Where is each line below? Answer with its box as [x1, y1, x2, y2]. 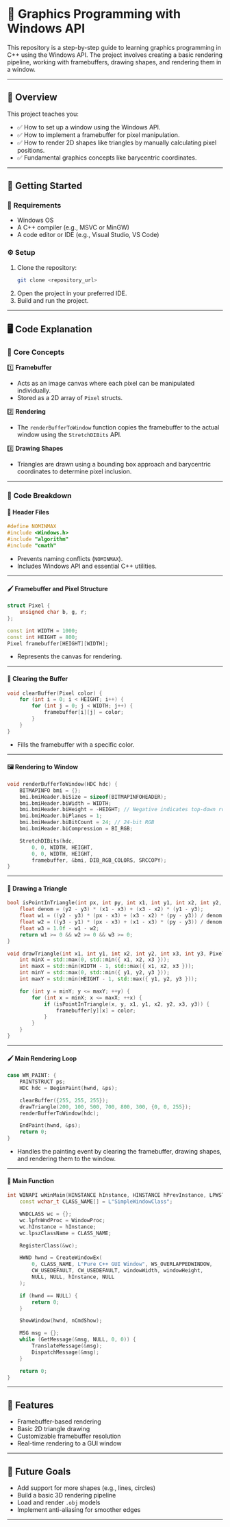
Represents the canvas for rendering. [16, 652, 123, 660]
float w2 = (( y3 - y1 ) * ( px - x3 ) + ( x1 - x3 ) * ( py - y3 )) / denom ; [19, 919, 225, 926]
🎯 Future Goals [7, 1465, 71, 1477]
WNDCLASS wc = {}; [19, 1211, 72, 1218]
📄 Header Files [7, 508, 49, 516]
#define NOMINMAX [7, 523, 57, 530]
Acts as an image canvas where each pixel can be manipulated [16, 380, 195, 388]
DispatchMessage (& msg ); [31, 1349, 99, 1356]
